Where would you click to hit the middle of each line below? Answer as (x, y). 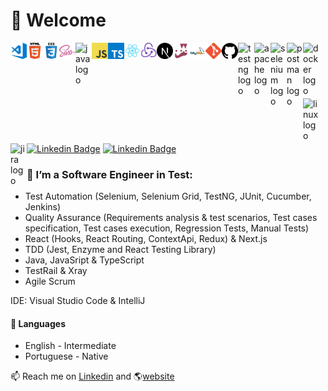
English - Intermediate (70, 346)
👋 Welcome (58, 20)
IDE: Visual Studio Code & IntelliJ (78, 301)
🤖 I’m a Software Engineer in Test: (109, 174)
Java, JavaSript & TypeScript (84, 260)
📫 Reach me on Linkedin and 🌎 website (92, 376)
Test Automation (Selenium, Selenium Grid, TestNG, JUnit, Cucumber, (168, 196)
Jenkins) (43, 207)
